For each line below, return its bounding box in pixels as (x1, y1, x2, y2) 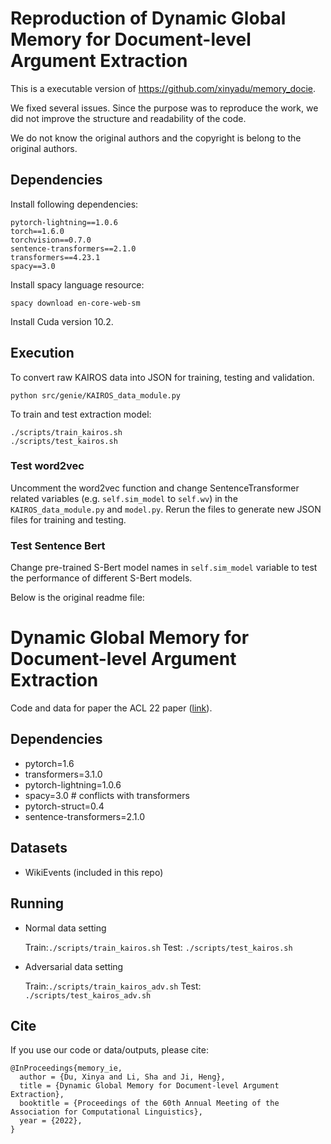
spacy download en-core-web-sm (10, 298, 141, 308)
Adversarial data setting (24, 960, 124, 972)
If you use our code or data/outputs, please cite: (10, 1044, 209, 1056)
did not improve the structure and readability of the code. (10, 112, 247, 124)
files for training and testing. (10, 513, 127, 526)
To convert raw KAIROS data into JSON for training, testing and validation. (10, 371, 315, 383)
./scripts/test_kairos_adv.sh (24, 990, 152, 1001)
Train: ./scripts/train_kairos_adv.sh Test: (24, 980, 202, 992)
